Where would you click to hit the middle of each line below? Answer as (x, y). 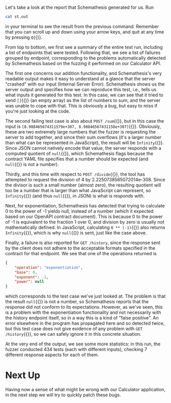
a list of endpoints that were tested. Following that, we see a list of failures (83, 52)
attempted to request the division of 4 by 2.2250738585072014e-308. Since (85, 179)
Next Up (23, 375)
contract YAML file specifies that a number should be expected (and (77, 159)
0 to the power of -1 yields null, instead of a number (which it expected (79, 211)
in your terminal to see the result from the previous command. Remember (82, 26)
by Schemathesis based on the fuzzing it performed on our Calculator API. (83, 63)
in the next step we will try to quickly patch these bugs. (63, 395)
